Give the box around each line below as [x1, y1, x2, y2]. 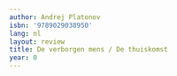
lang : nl [9, 29, 42, 38]
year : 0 [9, 53, 38, 62]
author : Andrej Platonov [9, 12, 101, 22]
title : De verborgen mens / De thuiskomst [9, 45, 168, 54]
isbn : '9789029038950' [9, 21, 93, 30]
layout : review [9, 37, 65, 46]
